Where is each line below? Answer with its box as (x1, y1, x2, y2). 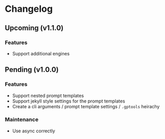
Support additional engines (12, 50, 70, 56)
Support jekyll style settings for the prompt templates (12, 98, 125, 104)
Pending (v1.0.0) (5, 65, 59, 74)
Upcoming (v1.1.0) (5, 24, 64, 32)
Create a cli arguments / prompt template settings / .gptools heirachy (12, 103, 160, 109)
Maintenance (5, 116, 39, 123)
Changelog (5, 3, 53, 15)
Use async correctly (12, 128, 56, 134)
